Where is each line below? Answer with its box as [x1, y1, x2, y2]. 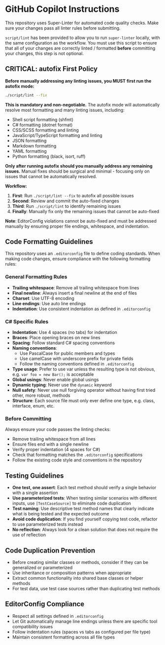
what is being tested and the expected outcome [12, 511, 109, 517]
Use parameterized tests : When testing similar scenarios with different [12, 495, 157, 501]
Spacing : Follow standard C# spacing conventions [12, 340, 115, 346]
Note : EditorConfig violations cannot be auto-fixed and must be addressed [5, 218, 157, 224]
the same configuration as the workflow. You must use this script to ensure [5, 40, 157, 46]
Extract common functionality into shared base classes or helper [12, 575, 144, 581]
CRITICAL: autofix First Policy [5, 65, 98, 73]
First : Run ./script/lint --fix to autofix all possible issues [12, 192, 134, 198]
